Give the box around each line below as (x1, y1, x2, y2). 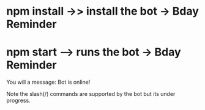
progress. (6, 97, 31, 105)
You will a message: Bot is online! (6, 78, 91, 86)
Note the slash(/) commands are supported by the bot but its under (6, 90, 176, 98)
